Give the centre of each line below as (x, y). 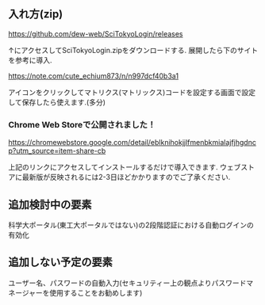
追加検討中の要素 (50, 204)
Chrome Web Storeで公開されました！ (82, 124)
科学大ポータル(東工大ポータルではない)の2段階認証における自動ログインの (131, 225)
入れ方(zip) (36, 14)
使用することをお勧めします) (96, 292)
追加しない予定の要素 (60, 263)
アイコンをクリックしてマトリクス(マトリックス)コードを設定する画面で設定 (132, 92)
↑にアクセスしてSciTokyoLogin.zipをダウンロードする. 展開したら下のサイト (133, 50)
